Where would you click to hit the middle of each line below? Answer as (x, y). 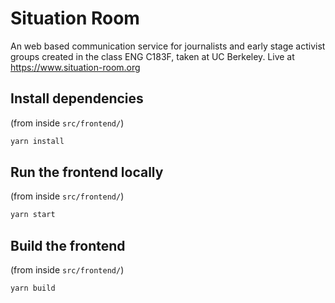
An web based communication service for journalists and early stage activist (168, 46)
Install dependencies (77, 98)
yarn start (33, 215)
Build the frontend (68, 245)
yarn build (33, 288)
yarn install (37, 141)
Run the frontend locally (87, 172)
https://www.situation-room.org (75, 67)
